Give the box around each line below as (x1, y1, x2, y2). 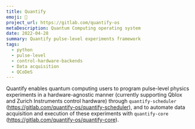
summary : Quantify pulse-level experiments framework (6, 36, 141, 42)
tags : (6, 42, 19, 48)
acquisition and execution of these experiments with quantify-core (6, 110, 169, 117)
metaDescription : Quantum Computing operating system (6, 25, 141, 31)
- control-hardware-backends (11, 58, 83, 64)
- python (11, 47, 33, 53)
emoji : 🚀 (6, 14, 28, 20)
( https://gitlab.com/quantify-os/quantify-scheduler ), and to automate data (6, 104, 186, 111)
